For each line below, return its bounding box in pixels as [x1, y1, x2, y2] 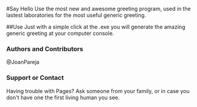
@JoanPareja [6, 59, 40, 66]
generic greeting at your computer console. [6, 30, 114, 37]
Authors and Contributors [6, 45, 83, 53]
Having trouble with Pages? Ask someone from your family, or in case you [6, 87, 190, 94]
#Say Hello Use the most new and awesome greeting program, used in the [6, 5, 191, 12]
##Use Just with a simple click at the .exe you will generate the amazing [6, 24, 186, 30]
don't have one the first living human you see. [6, 94, 120, 101]
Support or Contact [6, 74, 64, 82]
